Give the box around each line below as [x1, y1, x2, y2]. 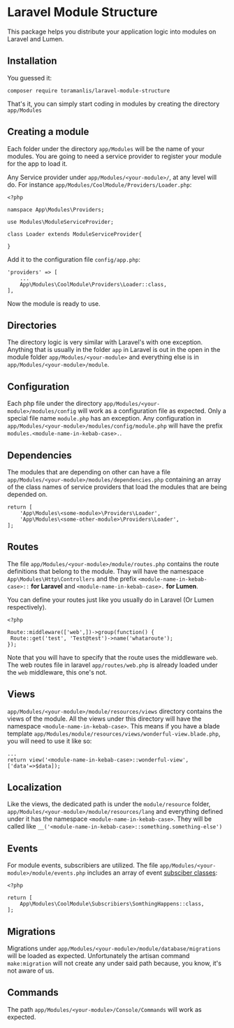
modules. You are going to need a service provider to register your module [7, 152, 222, 160]
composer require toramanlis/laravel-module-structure [7, 87, 170, 94]
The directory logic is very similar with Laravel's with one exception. [7, 338, 203, 346]
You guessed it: [7, 73, 52, 82]
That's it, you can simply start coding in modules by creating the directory [7, 99, 220, 108]
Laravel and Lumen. [7, 34, 64, 43]
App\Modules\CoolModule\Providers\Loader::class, [20, 281, 168, 288]
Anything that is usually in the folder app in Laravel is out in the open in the [7, 346, 221, 354]
